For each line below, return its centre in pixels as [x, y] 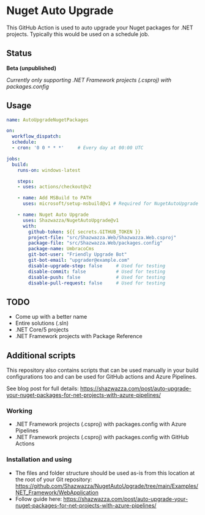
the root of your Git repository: [54, 479]
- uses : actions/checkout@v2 [54, 187]
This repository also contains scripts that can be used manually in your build [102, 370]
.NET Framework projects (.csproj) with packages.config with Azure [101, 424]
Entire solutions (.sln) [42, 323]
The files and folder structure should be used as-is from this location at [105, 473]
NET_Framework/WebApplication [57, 492]
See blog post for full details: [43, 388]
